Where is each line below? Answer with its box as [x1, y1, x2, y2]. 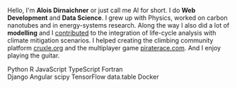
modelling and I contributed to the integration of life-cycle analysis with [7, 28, 216, 37]
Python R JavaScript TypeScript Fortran [7, 65, 123, 73]
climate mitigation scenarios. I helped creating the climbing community [7, 36, 214, 45]
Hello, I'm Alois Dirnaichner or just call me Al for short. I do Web [7, 6, 196, 14]
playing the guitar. [7, 51, 60, 60]
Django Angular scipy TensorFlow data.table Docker [7, 72, 159, 81]
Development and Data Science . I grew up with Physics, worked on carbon [7, 13, 228, 22]
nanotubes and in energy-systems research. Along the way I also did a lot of [7, 21, 230, 29]
